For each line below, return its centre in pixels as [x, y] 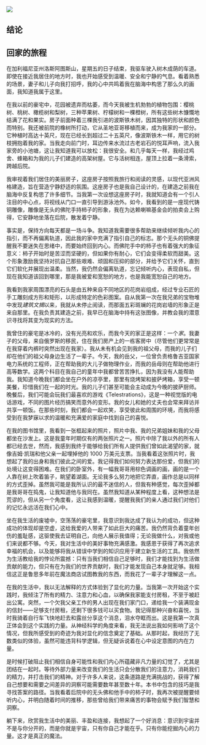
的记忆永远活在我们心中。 [39, 508]
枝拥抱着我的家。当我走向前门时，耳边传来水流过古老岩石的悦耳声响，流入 [100, 143]
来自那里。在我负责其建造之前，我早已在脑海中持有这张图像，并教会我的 [97, 312]
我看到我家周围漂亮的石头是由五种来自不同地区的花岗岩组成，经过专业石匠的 [103, 290]
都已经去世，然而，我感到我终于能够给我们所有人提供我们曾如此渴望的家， [100, 446]
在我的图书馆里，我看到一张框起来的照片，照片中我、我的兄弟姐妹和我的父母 [103, 431]
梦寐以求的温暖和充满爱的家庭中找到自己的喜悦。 [89, 418]
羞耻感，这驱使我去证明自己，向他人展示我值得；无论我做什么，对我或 [105, 536]
